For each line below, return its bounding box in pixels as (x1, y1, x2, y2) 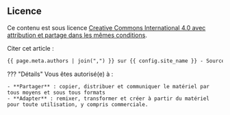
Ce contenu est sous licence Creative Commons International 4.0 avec (7, 23, 206, 31)
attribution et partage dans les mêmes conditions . (7, 31, 147, 39)
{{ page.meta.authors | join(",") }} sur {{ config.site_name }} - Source (7, 57, 225, 64)
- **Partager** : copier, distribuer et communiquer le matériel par (7, 83, 210, 90)
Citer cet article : (7, 44, 54, 52)
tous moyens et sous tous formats (7, 89, 106, 96)
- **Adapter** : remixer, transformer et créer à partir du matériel (7, 95, 210, 102)
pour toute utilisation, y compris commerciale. (7, 101, 149, 108)
